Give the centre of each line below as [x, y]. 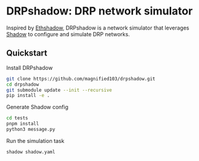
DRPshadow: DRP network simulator [99, 11]
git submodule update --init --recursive [59, 90]
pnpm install [23, 124]
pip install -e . [28, 96]
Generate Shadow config [37, 107]
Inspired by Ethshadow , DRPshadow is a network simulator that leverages [98, 28]
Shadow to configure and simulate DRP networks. [68, 34]
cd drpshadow [23, 84]
